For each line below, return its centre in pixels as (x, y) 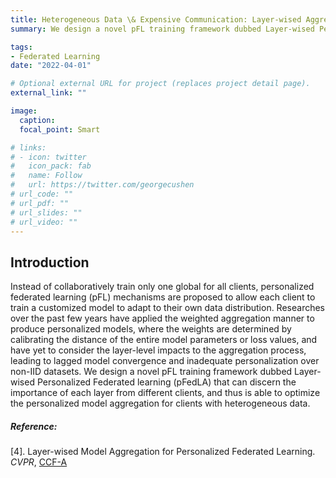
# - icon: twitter (48, 157)
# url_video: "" (44, 222)
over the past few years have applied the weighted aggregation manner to (162, 318)
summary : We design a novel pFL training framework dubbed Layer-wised (162, 29)
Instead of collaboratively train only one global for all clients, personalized (162, 287)
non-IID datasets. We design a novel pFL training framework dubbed (151, 372)
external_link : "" (48, 93)
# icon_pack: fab (51, 166)
